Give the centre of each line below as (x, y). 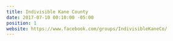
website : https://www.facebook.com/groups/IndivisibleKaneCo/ (87, 29)
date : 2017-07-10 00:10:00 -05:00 (50, 17)
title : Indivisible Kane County (47, 12)
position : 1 (21, 23)
